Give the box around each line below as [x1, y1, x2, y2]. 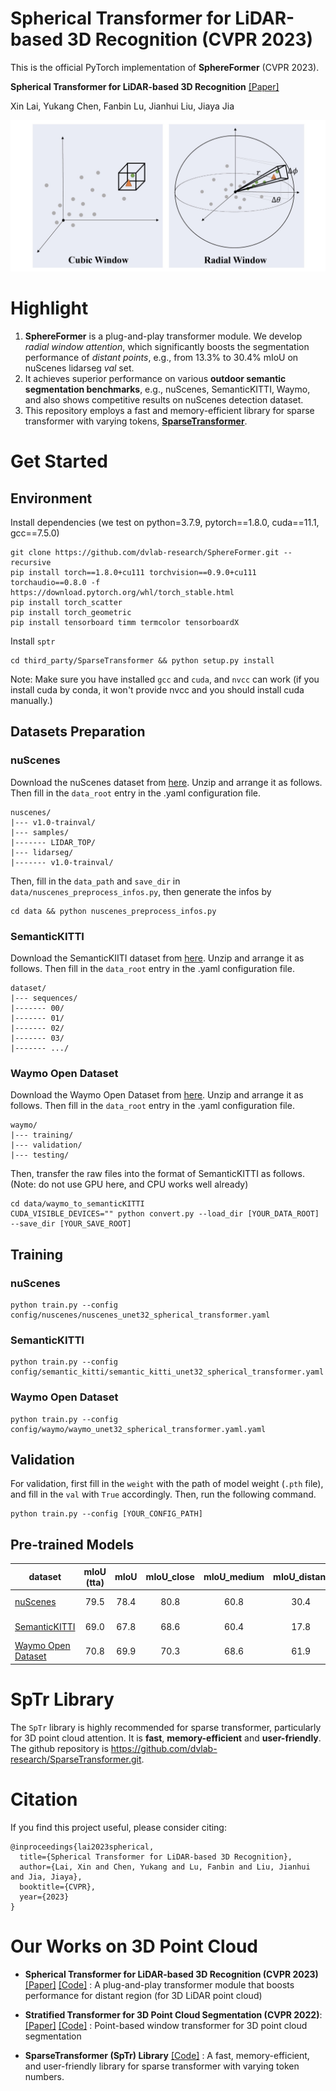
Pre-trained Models [10, 1536, 135, 1553]
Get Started [10, 450, 108, 473]
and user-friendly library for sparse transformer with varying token [24, 2060, 300, 2072]
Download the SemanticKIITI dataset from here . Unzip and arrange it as [10, 952, 305, 964]
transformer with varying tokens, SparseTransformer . [24, 415, 248, 427]
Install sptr [10, 635, 56, 647]
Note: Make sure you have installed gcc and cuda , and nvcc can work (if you [10, 673, 320, 686]
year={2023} [19, 1892, 70, 1902]
